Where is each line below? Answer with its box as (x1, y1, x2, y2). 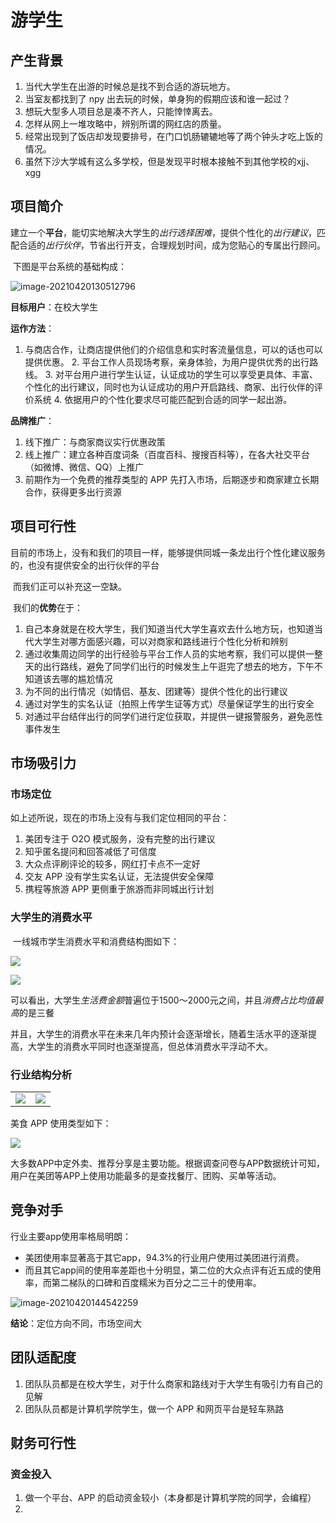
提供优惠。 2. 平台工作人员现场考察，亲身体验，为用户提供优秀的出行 (24, 356, 310, 368)
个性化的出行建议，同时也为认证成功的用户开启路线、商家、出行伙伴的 (24, 381, 315, 393)
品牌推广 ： (10, 414, 55, 426)
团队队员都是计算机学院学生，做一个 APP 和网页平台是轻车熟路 (24, 1402, 285, 1415)
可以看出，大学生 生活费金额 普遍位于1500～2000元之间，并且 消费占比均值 (10, 994, 315, 1006)
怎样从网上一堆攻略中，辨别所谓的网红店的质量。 (24, 118, 227, 130)
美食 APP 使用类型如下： (10, 1117, 112, 1129)
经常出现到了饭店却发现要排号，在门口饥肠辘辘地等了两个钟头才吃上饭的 (24, 131, 323, 142)
